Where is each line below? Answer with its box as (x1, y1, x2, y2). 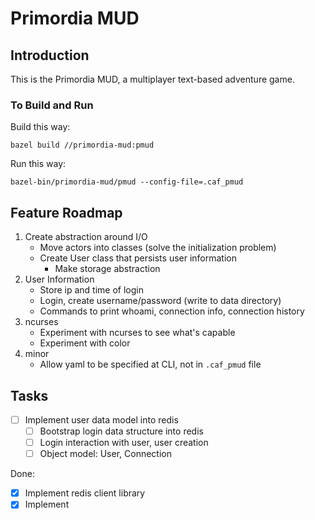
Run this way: (10, 158, 67, 170)
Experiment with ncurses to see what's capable (39, 327, 236, 339)
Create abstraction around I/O (24, 231, 148, 243)
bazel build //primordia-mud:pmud (10, 140, 155, 151)
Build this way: (10, 121, 71, 133)
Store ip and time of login (39, 284, 144, 296)
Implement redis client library (24, 487, 146, 499)
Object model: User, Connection (39, 448, 172, 460)
